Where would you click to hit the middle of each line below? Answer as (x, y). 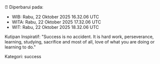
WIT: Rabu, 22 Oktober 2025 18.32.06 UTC (55, 27)
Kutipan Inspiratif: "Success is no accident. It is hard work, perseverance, (79, 37)
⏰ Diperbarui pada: (24, 7)
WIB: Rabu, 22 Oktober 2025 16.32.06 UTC (55, 17)
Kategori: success (23, 56)
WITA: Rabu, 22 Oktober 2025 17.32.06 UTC (56, 22)
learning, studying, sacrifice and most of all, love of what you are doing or (80, 42)
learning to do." (20, 47)
